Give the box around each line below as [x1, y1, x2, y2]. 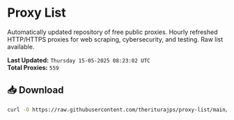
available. [7, 42, 35, 51]
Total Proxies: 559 [7, 63, 59, 71]
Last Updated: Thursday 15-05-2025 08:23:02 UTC [7, 55, 151, 64]
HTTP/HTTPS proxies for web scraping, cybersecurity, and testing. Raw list [7, 35, 224, 43]
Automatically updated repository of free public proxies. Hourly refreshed [7, 28, 218, 36]
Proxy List [7, 5, 66, 21]
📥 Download [7, 85, 64, 96]
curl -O [7, 106, 30, 113]
